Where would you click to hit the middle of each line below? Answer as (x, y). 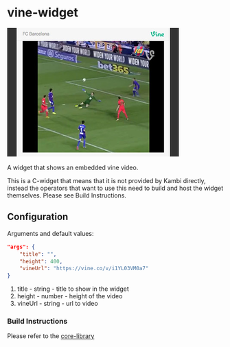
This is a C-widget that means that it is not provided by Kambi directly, (106, 180)
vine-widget (43, 13)
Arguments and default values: (50, 233)
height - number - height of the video (70, 296)
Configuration (38, 217)
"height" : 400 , (41, 261)
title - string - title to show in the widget (73, 289)
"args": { (21, 247)
